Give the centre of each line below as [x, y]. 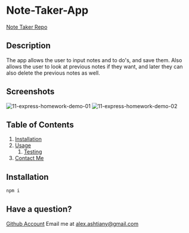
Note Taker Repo [27, 27]
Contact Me [29, 158]
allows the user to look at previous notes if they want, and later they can [94, 66]
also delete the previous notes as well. [53, 73]
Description [28, 46]
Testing [33, 152]
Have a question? [39, 209]
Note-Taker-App [47, 10]
